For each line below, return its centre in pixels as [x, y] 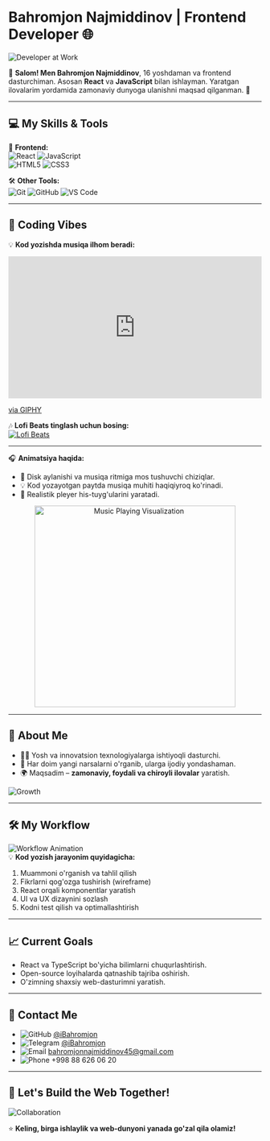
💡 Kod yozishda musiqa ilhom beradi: [72, 244]
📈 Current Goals [51, 942]
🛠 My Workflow [49, 825]
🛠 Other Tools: [34, 180]
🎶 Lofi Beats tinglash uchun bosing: [69, 425]
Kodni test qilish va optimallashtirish [79, 907]
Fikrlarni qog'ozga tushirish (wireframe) [85, 882]
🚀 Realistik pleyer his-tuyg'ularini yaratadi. [90, 494]
